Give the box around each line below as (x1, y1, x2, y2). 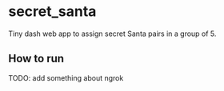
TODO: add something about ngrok (8, 73, 124, 82)
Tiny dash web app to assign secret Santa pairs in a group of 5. (8, 29, 217, 38)
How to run (8, 52, 65, 65)
